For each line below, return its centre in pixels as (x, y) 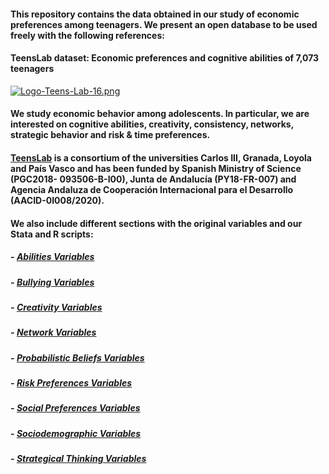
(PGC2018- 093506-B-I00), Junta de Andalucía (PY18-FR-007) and (153, 179)
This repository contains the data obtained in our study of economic (155, 14)
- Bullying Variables (52, 282)
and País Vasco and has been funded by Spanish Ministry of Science (156, 168)
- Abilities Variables (52, 257)
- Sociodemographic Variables (76, 433)
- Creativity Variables (56, 307)
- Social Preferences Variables (75, 408)
